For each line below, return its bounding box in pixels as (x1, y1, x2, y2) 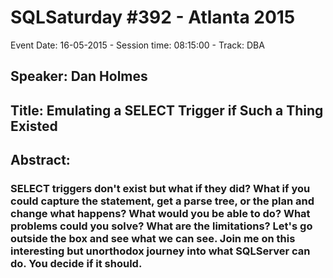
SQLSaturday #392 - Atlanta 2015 (10, 6, 296, 29)
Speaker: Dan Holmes (10, 68, 148, 85)
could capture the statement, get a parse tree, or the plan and (10, 194, 315, 208)
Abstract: (10, 152, 71, 169)
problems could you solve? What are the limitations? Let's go (10, 219, 313, 233)
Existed (10, 117, 58, 135)
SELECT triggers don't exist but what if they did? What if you (10, 182, 311, 196)
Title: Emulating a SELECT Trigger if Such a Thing (10, 102, 324, 119)
